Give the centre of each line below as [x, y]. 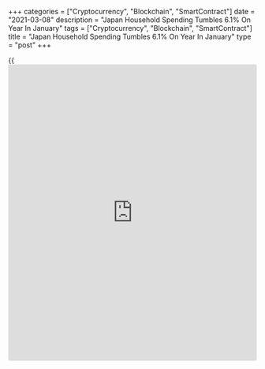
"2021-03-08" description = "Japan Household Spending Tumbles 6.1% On [129, 20]
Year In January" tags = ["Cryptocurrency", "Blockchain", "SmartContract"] [130, 28]
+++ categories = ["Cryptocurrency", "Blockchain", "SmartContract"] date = [132, 11]
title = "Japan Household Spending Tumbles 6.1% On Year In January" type [130, 36]
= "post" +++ [30, 45]
